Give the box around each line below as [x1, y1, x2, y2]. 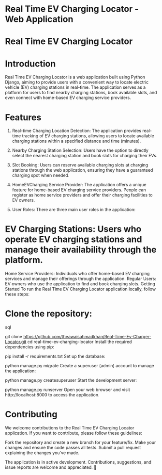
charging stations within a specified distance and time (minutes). [12, 138, 141, 144]
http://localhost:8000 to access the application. [5, 392, 100, 398]
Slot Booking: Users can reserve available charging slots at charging [12, 162, 148, 168]
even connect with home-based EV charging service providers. [5, 95, 132, 100]
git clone [5, 334, 23, 340]
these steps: [5, 291, 30, 297]
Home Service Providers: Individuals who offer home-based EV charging [5, 271, 150, 277]
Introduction [5, 58, 56, 69]
